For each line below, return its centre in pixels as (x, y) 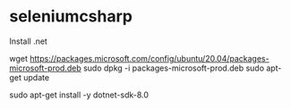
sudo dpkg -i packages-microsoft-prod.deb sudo (174, 68)
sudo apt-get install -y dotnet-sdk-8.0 (79, 95)
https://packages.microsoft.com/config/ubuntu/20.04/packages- (150, 58)
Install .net (28, 41)
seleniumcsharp (71, 17)
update (37, 77)
